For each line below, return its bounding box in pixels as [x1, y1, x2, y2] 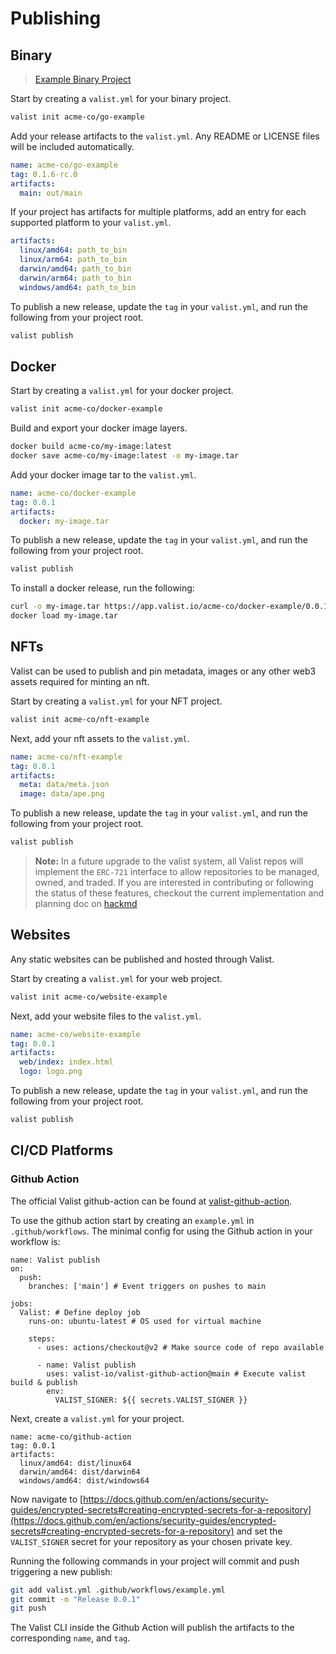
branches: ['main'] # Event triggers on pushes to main [28, 1281, 267, 1291]
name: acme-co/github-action [10, 1432, 132, 1442]
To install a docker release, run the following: [10, 582, 195, 594]
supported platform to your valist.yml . [10, 217, 172, 229]
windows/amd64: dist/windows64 [19, 1475, 150, 1486]
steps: [28, 1333, 56, 1344]
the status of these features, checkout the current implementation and [34, 887, 325, 899]
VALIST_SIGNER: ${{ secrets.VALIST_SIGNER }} [54, 1395, 248, 1405]
